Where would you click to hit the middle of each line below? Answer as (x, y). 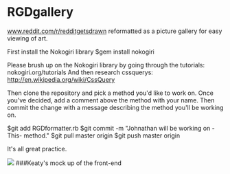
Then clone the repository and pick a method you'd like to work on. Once (111, 93)
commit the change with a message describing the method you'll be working (115, 107)
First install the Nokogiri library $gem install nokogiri (81, 52)
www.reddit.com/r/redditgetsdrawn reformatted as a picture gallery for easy (115, 31)
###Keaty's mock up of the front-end (68, 163)
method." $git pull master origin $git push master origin (102, 135)
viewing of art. (27, 38)
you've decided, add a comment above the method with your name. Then (111, 100)
